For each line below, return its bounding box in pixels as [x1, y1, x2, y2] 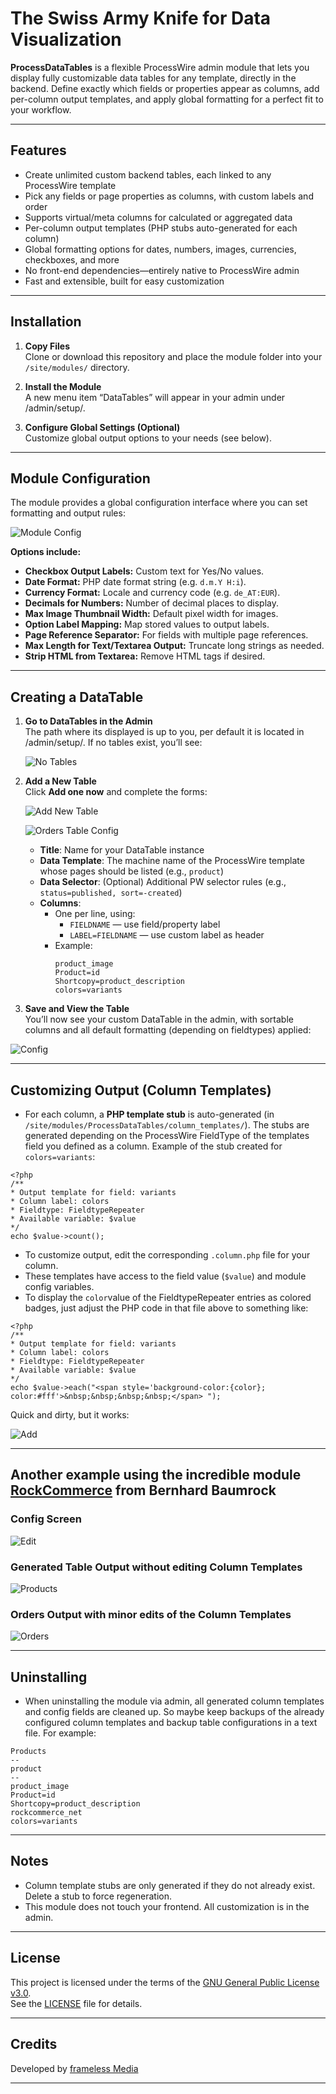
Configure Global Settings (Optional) [24, 421, 181, 433]
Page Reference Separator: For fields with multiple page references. [24, 629, 309, 641]
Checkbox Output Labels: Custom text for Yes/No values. [24, 565, 265, 577]
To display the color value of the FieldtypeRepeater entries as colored [24, 1292, 312, 1303]
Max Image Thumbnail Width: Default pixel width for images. [24, 608, 279, 620]
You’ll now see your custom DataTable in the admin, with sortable [24, 1013, 294, 1026]
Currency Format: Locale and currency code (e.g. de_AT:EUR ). [24, 587, 281, 599]
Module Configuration [10, 470, 151, 487]
